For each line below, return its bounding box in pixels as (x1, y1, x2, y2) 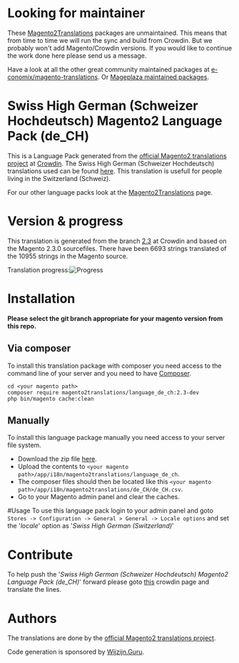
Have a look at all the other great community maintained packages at (7, 65, 210, 73)
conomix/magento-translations (7, 73, 98, 81)
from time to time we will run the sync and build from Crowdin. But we (7, 36, 213, 44)
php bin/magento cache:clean (7, 395, 94, 402)
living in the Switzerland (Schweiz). (7, 174, 111, 183)
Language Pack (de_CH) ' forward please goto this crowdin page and (7, 577, 210, 586)
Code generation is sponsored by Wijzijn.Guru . (7, 647, 145, 657)
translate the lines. (7, 585, 62, 594)
